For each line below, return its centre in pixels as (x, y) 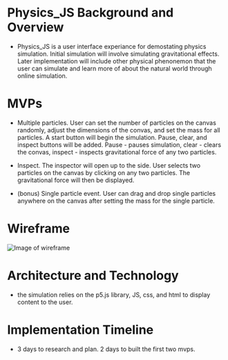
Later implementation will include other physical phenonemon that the (116, 61)
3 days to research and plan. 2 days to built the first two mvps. (106, 349)
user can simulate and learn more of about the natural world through (114, 68)
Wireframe (39, 229)
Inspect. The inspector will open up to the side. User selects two (109, 165)
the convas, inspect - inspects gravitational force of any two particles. (117, 152)
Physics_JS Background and (91, 13)
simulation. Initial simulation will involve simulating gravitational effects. (118, 54)
